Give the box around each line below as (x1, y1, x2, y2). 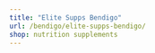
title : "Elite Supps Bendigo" (9, 13, 123, 22)
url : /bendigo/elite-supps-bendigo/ (9, 22, 146, 31)
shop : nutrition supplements (9, 30, 118, 39)
